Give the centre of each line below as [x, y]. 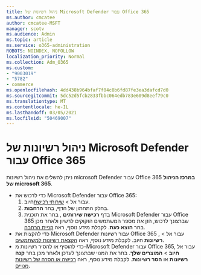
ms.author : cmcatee [31, 17]
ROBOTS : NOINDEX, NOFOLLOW [40, 51]
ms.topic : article [29, 40]
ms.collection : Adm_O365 [37, 62]
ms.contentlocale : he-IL [37, 107]
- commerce [20, 85]
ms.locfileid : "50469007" [39, 118]
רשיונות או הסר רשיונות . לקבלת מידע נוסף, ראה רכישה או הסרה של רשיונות [101, 259]
